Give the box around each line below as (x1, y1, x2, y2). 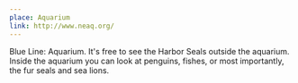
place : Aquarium (9, 12, 70, 22)
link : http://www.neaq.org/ (9, 21, 115, 30)
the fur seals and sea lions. (9, 64, 110, 76)
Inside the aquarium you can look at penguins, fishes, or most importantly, (9, 55, 284, 66)
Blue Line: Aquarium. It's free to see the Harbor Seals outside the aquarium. (9, 46, 290, 56)
